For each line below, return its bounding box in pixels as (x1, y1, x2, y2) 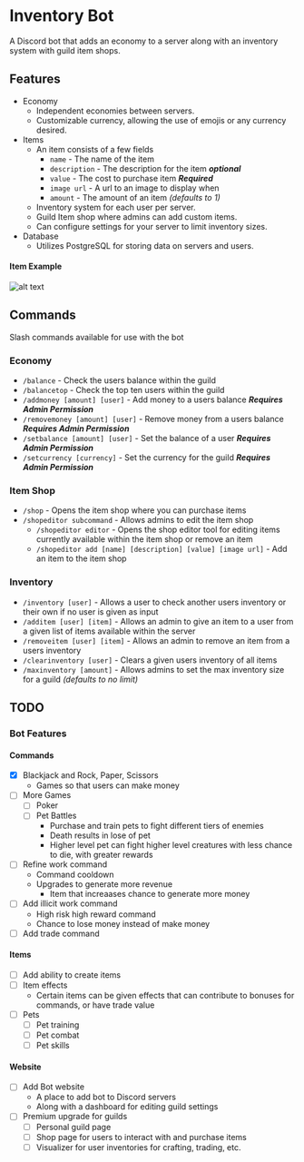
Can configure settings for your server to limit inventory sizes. (35, 221, 268, 231)
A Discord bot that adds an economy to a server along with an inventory (9, 35, 279, 46)
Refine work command (22, 859, 108, 870)
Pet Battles (35, 810, 77, 822)
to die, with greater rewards (49, 850, 153, 861)
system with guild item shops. (9, 44, 121, 55)
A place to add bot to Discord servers (35, 1091, 177, 1103)
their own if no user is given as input (22, 606, 159, 617)
